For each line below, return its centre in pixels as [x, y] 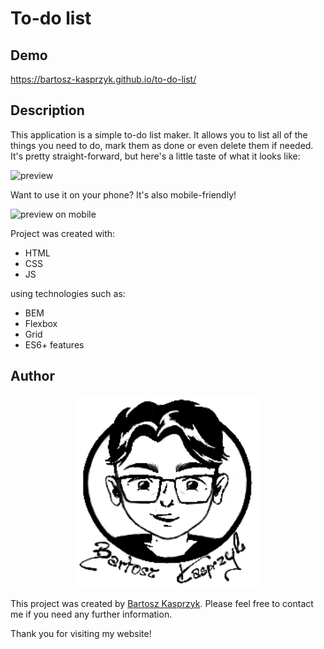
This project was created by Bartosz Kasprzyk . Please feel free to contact [162, 604]
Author [32, 376]
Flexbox [41, 323]
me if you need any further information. [91, 614]
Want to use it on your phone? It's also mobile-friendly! [123, 194]
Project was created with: [63, 233]
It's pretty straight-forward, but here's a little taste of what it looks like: [155, 156]
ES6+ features [54, 344]
